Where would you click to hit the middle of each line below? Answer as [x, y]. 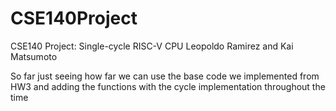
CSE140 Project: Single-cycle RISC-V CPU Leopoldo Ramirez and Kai [152, 46]
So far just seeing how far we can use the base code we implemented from [165, 76]
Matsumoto [34, 56]
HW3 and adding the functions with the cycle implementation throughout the [168, 86]
